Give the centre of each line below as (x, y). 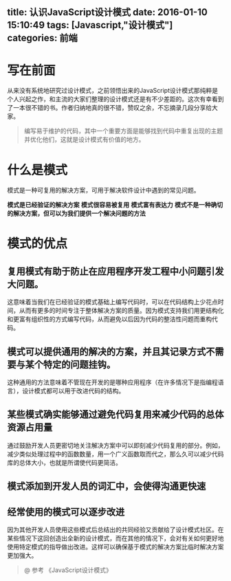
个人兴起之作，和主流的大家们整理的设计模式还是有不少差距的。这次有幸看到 (115, 99)
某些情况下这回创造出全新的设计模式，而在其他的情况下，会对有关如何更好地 (115, 538)
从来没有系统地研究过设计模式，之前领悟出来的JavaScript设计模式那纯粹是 (113, 91)
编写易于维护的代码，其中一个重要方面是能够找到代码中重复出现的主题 (123, 131)
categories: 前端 (42, 38)
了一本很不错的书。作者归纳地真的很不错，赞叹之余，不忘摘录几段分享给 (109, 108)
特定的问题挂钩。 (79, 364)
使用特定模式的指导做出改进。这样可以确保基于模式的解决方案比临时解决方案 (115, 547)
